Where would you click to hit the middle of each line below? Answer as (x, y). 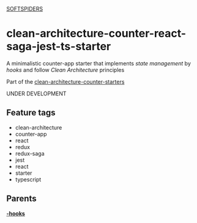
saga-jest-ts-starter (59, 47)
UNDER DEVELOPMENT (36, 93)
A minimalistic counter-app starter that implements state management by (99, 63)
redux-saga (30, 153)
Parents (21, 199)
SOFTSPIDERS (25, 9)
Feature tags (31, 113)
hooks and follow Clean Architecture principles (65, 70)
